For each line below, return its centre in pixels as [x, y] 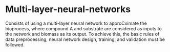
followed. [15, 44]
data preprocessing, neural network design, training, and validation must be [85, 39]
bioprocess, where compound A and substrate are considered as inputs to [84, 28]
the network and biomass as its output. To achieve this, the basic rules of [82, 34]
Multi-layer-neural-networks [68, 9]
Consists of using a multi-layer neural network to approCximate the [76, 23]
